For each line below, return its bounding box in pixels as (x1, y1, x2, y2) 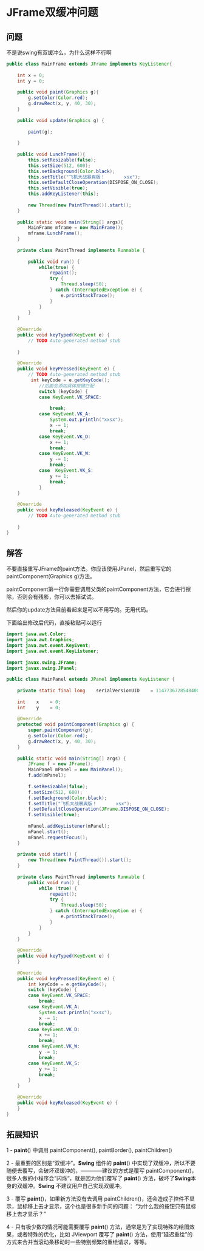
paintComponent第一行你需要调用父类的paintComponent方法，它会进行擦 (6, 585, 191, 593)
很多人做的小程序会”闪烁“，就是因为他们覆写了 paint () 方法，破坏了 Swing (6, 1174, 191, 1182)
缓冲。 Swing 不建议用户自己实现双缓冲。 (22, 1182, 126, 1190)
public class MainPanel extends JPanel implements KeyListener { (6, 677, 175, 683)
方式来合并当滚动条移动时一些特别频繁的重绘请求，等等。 (6, 1238, 150, 1246)
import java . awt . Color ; (6, 631, 67, 638)
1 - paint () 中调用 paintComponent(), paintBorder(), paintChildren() (6, 1147, 172, 1154)
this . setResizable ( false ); (28, 157, 97, 163)
